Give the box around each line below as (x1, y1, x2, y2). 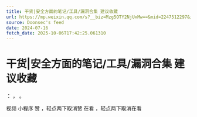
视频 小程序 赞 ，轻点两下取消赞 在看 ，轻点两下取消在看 (6, 105, 142, 112)
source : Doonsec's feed (6, 19, 64, 25)
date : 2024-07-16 (6, 25, 49, 31)
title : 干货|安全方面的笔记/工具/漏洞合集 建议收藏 (6, 8, 118, 15)
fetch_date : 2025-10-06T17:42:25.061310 (6, 30, 107, 36)
